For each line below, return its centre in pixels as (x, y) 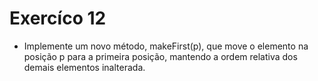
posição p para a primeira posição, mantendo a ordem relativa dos (160, 56)
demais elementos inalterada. (84, 67)
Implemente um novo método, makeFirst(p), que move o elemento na (166, 46)
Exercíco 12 (58, 18)
